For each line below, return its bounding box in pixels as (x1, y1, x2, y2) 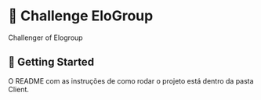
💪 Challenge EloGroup (8, 7, 154, 25)
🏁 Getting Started (8, 55, 95, 69)
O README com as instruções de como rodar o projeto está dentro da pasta (8, 76, 254, 85)
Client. (8, 84, 30, 94)
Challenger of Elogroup (8, 33, 84, 42)
